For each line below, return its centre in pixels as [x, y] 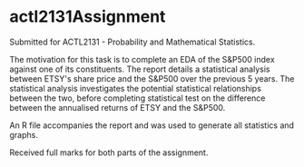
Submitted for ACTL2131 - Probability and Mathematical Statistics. [132, 42]
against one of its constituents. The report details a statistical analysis [140, 69]
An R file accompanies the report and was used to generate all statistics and [152, 125]
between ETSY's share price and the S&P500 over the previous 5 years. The [152, 78]
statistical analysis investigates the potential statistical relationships [135, 88]
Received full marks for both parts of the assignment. [109, 152]
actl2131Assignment [88, 17]
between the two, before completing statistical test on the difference [137, 98]
